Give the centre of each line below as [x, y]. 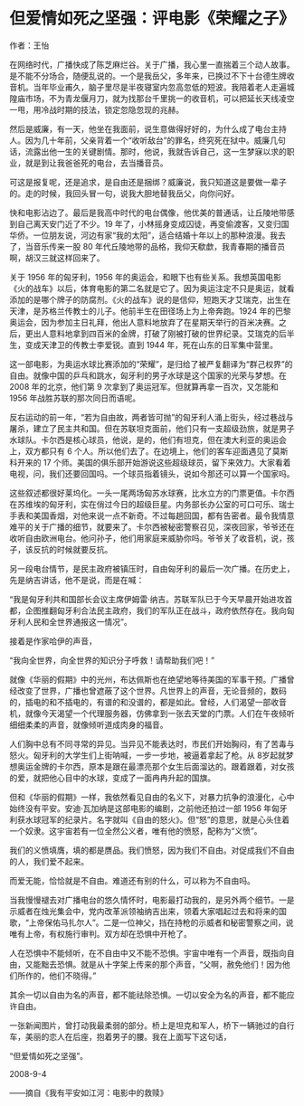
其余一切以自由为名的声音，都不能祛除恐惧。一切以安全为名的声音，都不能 [148, 995]
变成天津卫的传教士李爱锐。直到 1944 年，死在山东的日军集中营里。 [152, 345]
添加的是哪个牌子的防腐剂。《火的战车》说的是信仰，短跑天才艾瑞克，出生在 [150, 299]
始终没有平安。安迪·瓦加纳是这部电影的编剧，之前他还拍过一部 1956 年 [141, 808]
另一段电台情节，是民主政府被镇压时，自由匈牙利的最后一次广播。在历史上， [152, 568]
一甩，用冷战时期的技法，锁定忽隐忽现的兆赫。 [96, 109]
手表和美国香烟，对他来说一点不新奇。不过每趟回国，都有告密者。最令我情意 [152, 515]
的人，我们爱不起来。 [49, 861]
